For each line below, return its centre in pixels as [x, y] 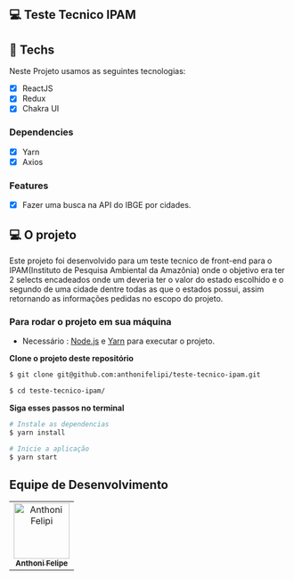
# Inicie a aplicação [49, 449]
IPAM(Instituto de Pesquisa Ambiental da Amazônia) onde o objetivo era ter [147, 269]
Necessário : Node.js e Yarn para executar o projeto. [118, 341]
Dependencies [41, 132]
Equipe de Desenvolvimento [89, 485]
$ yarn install [37, 432]
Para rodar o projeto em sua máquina [90, 321]
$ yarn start [33, 457]
